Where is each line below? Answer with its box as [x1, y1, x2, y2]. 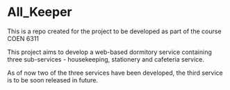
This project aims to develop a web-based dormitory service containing [7, 48, 212, 56]
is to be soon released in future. [7, 75, 99, 84]
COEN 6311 [7, 34, 40, 42]
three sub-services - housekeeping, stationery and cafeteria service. [7, 55, 205, 63]
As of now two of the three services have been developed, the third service [7, 69, 224, 77]
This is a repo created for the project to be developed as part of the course [7, 27, 222, 35]
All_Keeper [7, 4, 72, 20]
